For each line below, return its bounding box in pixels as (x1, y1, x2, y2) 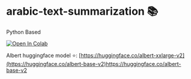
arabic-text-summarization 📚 (6, 5, 159, 18)
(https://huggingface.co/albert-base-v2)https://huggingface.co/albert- (6, 60, 181, 67)
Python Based (6, 28, 41, 36)
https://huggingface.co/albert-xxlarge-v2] (80, 52, 185, 59)
